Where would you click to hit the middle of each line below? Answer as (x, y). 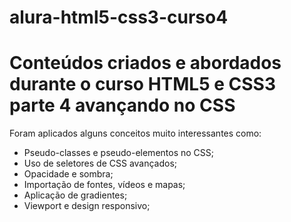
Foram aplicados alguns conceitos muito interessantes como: (135, 133)
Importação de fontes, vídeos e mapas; (104, 185)
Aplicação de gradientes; (75, 195)
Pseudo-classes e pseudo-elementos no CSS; (118, 153)
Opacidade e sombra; (68, 174)
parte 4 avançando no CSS (122, 105)
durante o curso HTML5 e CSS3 (143, 84)
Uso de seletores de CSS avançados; (100, 163)
